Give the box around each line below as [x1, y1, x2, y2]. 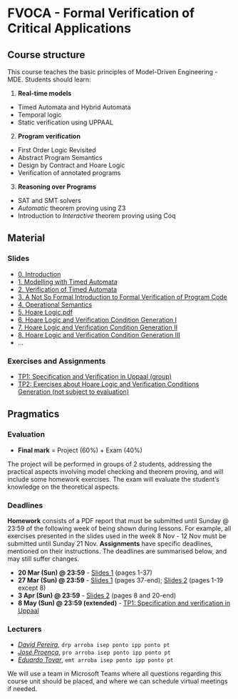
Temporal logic [17, 111, 62, 119]
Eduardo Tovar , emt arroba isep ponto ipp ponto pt [17, 655, 174, 664]
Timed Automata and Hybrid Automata [17, 103, 131, 111]
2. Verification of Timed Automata [17, 284, 118, 294]
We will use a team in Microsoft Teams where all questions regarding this [7, 670, 222, 678]
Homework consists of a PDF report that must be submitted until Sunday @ [7, 516, 229, 525]
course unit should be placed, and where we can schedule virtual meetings [7, 677, 228, 685]
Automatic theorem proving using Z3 [17, 204, 126, 212]
